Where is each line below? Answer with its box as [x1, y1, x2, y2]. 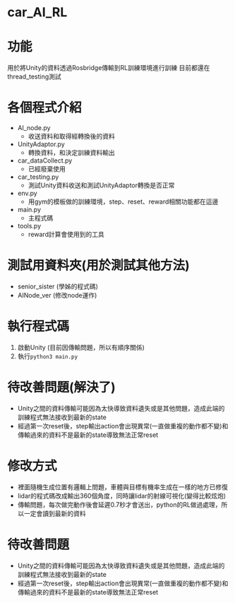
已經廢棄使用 [28, 165, 66, 173]
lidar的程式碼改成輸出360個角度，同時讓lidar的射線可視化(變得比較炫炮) [17, 491, 227, 500]
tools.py [17, 222, 42, 230]
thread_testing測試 [7, 72, 61, 81]
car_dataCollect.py [17, 156, 73, 165]
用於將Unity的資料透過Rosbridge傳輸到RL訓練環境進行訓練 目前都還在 [7, 64, 210, 72]
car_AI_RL [7, 4, 68, 21]
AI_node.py [17, 124, 51, 132]
